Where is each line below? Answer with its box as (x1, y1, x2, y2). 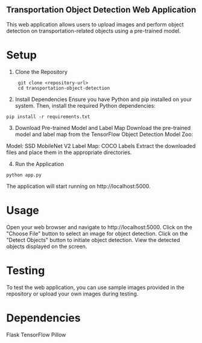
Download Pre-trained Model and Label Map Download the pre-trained (14, 124, 191, 131)
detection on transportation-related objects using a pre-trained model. (6, 27, 181, 34)
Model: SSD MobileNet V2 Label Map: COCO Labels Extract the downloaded (6, 142, 196, 149)
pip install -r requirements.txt (6, 114, 90, 120)
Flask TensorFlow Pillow (6, 331, 66, 338)
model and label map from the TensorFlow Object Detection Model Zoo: (14, 131, 194, 138)
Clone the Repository (14, 68, 68, 75)
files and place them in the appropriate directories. (6, 149, 132, 156)
